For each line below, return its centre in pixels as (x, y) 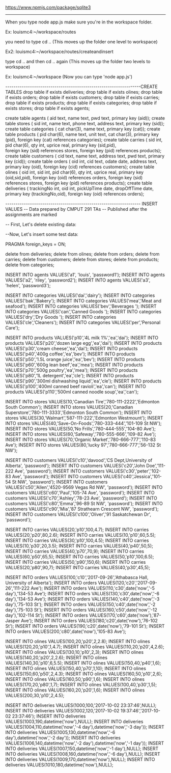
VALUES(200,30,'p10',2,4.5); (35, 695)
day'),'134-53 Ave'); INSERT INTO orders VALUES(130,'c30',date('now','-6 (82, 593)
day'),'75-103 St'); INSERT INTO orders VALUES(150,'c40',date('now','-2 (80, 604)
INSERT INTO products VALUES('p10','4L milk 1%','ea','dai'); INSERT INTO (82, 338)
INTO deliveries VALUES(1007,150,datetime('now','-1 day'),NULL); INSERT (82, 749)
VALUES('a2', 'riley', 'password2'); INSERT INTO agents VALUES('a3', (78, 280)
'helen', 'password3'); (28, 285)
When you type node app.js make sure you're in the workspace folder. (79, 22)
